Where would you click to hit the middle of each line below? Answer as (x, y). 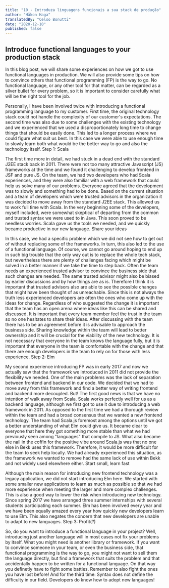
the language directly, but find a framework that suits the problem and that (82, 558)
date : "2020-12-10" (26, 24)
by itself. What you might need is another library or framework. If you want (82, 542)
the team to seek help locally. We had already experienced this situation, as (83, 452)
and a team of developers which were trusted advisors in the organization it (84, 196)
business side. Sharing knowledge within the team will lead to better (76, 330)
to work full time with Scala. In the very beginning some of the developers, (82, 207)
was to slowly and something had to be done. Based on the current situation (84, 191)
